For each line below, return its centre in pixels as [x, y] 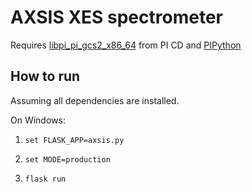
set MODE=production [67, 159]
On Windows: [38, 120]
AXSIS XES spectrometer [116, 17]
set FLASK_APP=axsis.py [74, 140]
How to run [45, 76]
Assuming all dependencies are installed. [95, 100]
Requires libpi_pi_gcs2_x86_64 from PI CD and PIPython [126, 45]
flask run [45, 179]
